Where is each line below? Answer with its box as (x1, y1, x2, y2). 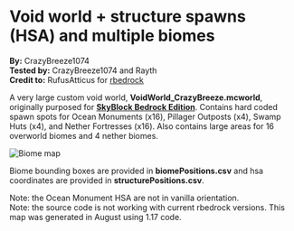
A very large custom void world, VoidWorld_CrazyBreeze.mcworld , (9, 92, 263, 103)
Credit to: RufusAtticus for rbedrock (9, 74, 145, 85)
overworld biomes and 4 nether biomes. (9, 130, 158, 141)
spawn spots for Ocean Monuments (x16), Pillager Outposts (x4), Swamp (9, 111, 282, 122)
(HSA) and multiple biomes (9, 25, 215, 46)
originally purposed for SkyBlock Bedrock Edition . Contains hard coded (9, 101, 279, 112)
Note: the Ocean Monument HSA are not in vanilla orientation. (9, 192, 240, 203)
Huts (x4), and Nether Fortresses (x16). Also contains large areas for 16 (9, 120, 274, 132)
